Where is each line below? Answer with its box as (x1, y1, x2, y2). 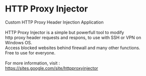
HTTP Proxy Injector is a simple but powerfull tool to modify (5, 29, 125, 35)
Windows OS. (5, 39, 32, 45)
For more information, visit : (5, 60, 60, 66)
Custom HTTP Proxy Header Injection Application (5, 19, 104, 25)
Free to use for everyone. (5, 50, 56, 56)
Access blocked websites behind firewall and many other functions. (5, 45, 141, 51)
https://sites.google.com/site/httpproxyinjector (5, 65, 98, 71)
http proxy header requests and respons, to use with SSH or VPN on (5, 35, 142, 40)
